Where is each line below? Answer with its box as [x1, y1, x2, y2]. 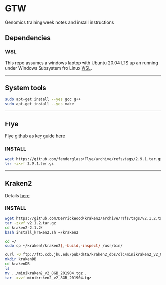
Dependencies [5, 34, 51, 42]
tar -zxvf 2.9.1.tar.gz [5, 161, 54, 166]
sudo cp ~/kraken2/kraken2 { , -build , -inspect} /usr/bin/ [5, 243, 123, 248]
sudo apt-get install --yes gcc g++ [5, 97, 81, 102]
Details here [5, 192, 30, 198]
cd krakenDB [5, 261, 30, 267]
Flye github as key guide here [5, 133, 65, 139]
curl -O [5, 252, 21, 257]
